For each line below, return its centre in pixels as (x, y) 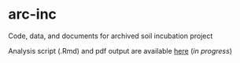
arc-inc (33, 14)
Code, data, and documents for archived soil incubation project (111, 36)
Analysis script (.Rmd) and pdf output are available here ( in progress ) (120, 51)
